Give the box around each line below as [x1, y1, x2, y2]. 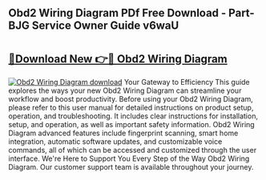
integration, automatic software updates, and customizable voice [8, 137, 223, 146]
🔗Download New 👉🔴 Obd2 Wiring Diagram [8, 52, 228, 66]
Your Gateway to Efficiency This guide [123, 78, 250, 86]
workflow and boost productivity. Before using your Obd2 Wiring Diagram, [8, 94, 254, 103]
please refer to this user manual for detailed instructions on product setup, [8, 103, 254, 112]
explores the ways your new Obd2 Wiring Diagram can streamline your [8, 86, 242, 95]
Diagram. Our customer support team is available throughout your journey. [8, 162, 254, 171]
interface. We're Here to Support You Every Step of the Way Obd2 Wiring [8, 154, 250, 163]
